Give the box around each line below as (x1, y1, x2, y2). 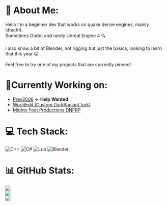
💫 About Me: (5, 5, 59, 16)
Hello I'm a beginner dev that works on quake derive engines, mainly (5, 21, 149, 27)
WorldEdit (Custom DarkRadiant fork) (12, 101, 91, 107)
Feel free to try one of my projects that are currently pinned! (5, 61, 131, 68)
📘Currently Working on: (5, 79, 108, 91)
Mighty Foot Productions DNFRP (12, 107, 81, 113)
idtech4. (5, 26, 23, 33)
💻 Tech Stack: (5, 126, 68, 137)
